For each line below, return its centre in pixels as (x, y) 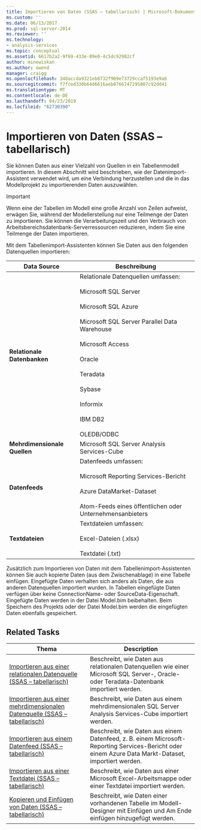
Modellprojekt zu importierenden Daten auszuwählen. (72, 185)
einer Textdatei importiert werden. (137, 786)
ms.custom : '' (24, 17)
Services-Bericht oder (150, 747)
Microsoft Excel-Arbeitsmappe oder (141, 778)
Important (18, 196)
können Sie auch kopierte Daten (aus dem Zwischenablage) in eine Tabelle (98, 575)
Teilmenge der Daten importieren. (48, 234)
